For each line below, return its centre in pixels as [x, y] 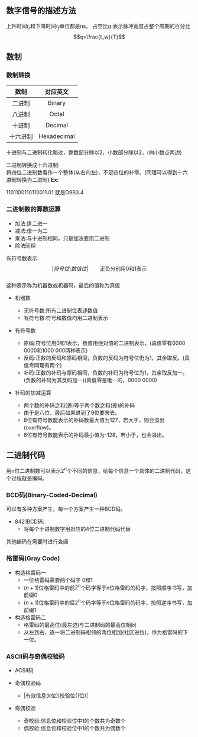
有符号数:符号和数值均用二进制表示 [66, 318]
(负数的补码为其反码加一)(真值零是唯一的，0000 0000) [90, 380]
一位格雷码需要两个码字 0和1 [58, 580]
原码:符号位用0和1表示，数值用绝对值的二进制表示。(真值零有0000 [104, 343]
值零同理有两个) [43, 365]
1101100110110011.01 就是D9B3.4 [45, 193]
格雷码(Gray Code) [33, 559]
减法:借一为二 [31, 230]
